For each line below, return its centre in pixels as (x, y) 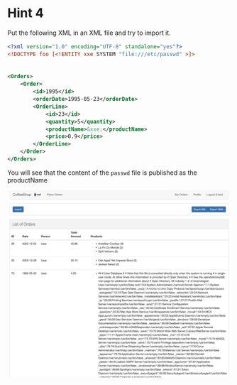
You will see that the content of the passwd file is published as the (102, 173)
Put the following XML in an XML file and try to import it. (89, 33)
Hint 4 (26, 13)
